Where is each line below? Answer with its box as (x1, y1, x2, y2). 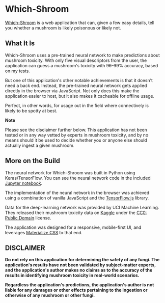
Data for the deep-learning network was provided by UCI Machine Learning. (5, 204, 160, 210)
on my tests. (5, 68, 30, 74)
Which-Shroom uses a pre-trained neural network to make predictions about (5, 52, 160, 58)
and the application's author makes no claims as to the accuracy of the (5, 267, 153, 273)
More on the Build (5, 157, 60, 165)
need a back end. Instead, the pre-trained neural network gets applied (5, 83, 147, 88)
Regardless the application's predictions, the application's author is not (5, 282, 154, 288)
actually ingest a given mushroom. (5, 142, 75, 148)
